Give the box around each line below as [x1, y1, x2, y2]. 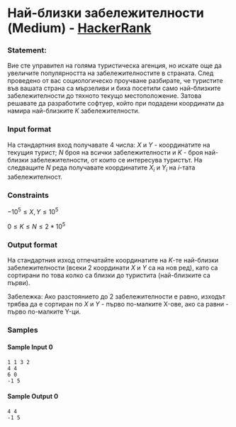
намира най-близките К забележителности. [7, 106, 140, 115]
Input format [7, 124, 52, 134]
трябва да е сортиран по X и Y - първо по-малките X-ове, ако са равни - [7, 300, 229, 309]
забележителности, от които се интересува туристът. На [30, 155, 203, 164]
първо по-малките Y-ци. [7, 307, 82, 316]
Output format [7, 240, 58, 250]
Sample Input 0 [7, 343, 53, 351]
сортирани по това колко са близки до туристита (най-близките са [7, 271, 210, 279]
